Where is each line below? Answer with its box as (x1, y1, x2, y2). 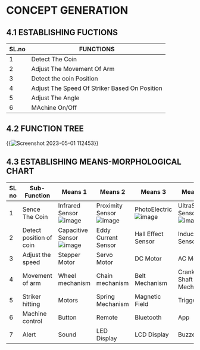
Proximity (96, 201, 123, 209)
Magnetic (135, 292, 161, 301)
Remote (96, 313, 118, 321)
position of (22, 233, 52, 241)
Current (96, 233, 118, 241)
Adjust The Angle (31, 94, 80, 102)
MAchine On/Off (31, 104, 77, 111)
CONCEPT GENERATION (6, 4, 129, 17)
